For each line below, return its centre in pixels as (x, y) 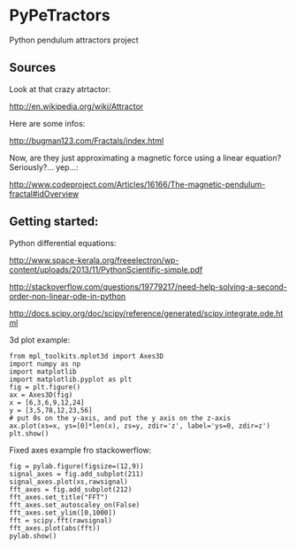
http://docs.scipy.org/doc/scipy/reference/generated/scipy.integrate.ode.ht (146, 313)
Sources (33, 68)
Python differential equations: (63, 243)
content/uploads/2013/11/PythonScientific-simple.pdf (106, 269)
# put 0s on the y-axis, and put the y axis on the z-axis (120, 418)
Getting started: (54, 222)
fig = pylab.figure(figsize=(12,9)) (76, 466)
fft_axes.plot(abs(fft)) (55, 528)
